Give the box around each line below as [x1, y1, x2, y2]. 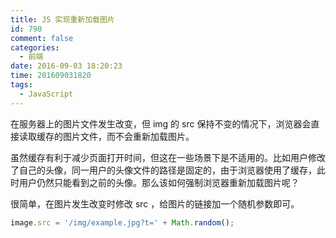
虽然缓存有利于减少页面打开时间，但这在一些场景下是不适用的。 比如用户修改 [10, 151, 326, 163]
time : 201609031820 [10, 71, 92, 81]
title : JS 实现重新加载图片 [10, 14, 115, 25]
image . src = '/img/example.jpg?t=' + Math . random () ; [10, 217, 235, 228]
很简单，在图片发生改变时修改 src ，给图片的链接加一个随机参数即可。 [10, 197, 300, 210]
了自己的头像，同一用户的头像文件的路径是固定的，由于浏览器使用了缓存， [10, 164, 317, 176]
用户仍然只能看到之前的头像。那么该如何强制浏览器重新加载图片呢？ [18, 176, 300, 188]
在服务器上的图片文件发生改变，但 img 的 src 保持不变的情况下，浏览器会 [10, 117, 312, 130]
